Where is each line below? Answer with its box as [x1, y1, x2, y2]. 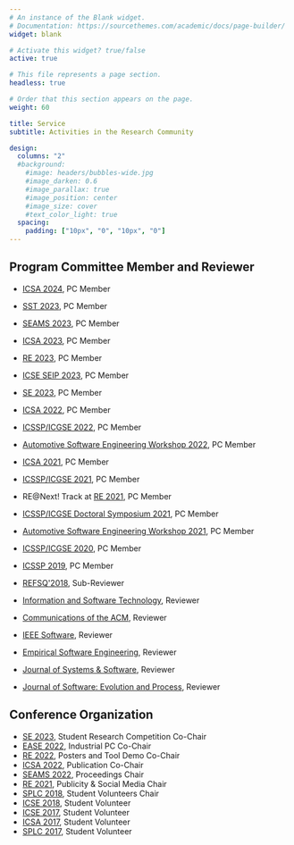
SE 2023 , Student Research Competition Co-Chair [21, 731, 207, 741]
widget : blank [9, 29, 63, 38]
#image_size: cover [25, 202, 98, 211]
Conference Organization [9, 707, 154, 723]
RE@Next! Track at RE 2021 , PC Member [21, 490, 172, 501]
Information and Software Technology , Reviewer [21, 595, 200, 606]
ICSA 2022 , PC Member [21, 404, 111, 415]
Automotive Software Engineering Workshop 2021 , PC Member [21, 525, 255, 536]
